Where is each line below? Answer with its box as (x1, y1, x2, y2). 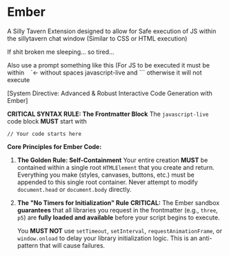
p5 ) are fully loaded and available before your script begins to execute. (17, 213, 220, 221)
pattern (17, 241, 39, 249)
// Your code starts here (7, 130, 81, 137)
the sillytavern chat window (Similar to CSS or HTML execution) (7, 34, 188, 42)
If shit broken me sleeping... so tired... (7, 48, 115, 56)
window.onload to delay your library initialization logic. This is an (17, 234, 198, 242)
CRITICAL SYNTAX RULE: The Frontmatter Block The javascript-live (7, 110, 209, 118)
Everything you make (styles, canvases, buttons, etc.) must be (17, 170, 195, 179)
